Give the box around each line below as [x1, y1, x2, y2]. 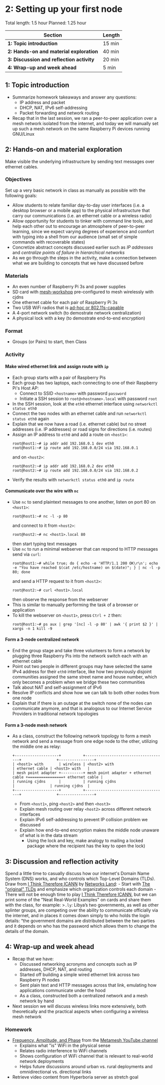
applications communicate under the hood [19, 987, 106, 993]
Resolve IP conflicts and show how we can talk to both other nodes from [12, 689, 160, 695]
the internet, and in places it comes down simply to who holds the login [5, 913, 150, 918]
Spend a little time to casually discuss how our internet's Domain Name [5, 871, 150, 876]
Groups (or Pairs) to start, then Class [12, 339, 87, 345]
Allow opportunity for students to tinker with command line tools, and [12, 218, 153, 224]
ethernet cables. [5, 163, 38, 169]
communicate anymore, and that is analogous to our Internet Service [12, 705, 152, 711]
